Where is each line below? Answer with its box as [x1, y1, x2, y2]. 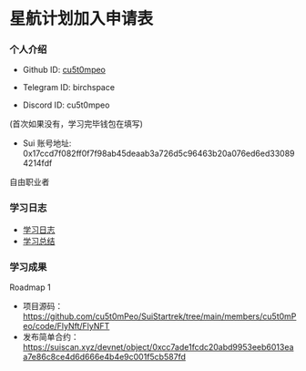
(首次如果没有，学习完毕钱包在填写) [9, 119, 144, 129]
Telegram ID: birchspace [22, 82, 116, 93]
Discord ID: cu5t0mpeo [22, 99, 110, 110]
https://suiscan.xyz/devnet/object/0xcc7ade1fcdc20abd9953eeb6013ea [22, 342, 294, 353]
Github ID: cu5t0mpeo [22, 65, 107, 76]
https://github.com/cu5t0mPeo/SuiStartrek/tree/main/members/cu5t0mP [22, 311, 297, 322]
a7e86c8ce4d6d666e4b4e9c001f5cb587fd [22, 352, 187, 363]
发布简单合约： [22, 332, 79, 343]
